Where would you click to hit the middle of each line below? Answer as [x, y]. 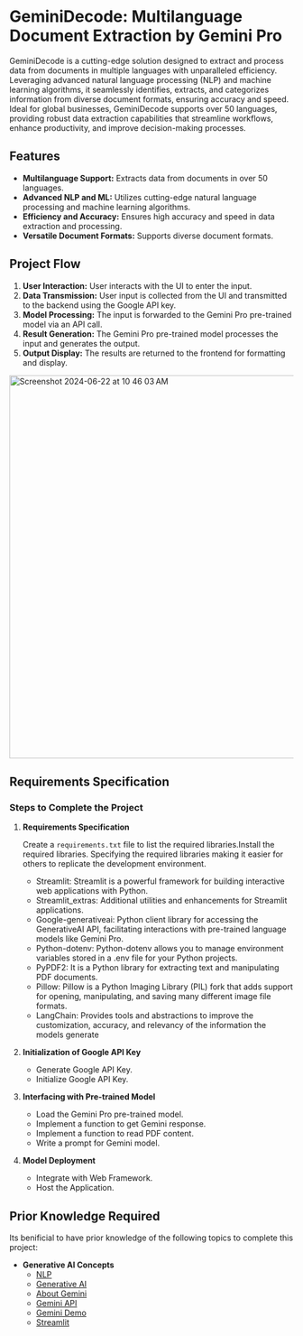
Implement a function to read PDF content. [115, 1134]
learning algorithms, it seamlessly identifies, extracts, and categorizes [139, 89]
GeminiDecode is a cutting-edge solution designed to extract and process [147, 60]
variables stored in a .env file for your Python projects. [137, 958]
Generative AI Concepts [68, 1265]
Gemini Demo [61, 1313]
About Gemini [61, 1294]
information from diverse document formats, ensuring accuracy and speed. [149, 99]
